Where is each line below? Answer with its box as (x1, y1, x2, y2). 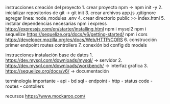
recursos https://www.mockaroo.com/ (5, 93, 86, 99)
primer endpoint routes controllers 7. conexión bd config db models (5, 42, 147, 48)
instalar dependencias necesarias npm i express (5, 20, 107, 26)
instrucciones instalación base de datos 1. (5, 52, 93, 58)
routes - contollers (5, 83, 44, 89)
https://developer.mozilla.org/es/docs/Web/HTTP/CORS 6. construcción (5, 37, 157, 43)
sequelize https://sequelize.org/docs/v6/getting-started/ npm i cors (5, 31, 148, 37)
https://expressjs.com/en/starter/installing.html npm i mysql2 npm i (5, 26, 147, 32)
